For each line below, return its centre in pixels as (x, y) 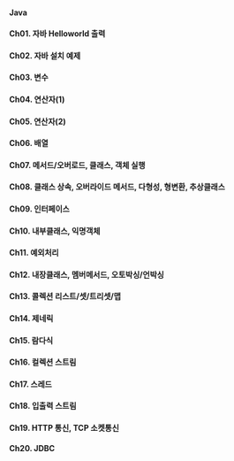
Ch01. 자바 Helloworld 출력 (57, 34)
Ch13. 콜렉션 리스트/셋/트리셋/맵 (65, 296)
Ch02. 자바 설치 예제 (45, 55)
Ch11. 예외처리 (34, 253)
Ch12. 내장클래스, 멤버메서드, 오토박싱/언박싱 (87, 274)
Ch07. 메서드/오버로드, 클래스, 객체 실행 (77, 165)
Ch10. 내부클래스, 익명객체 (55, 231)
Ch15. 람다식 (31, 340)
